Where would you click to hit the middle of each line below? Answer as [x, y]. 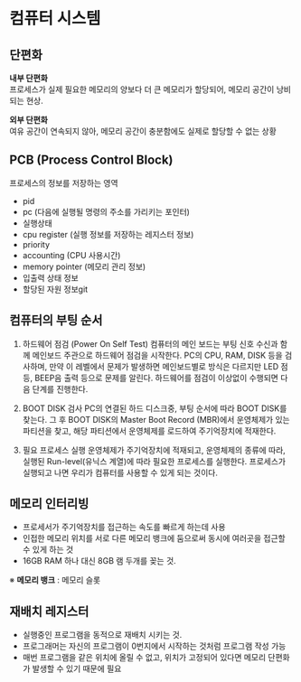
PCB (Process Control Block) [91, 160]
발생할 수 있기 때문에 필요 [77, 668]
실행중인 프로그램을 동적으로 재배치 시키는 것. [102, 635]
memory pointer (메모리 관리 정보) [84, 266]
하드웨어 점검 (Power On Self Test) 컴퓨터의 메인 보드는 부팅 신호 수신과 [150, 343]
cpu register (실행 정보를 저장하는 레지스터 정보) [108, 234]
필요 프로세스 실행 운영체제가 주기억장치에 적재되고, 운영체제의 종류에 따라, [154, 450]
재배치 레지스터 [49, 611]
